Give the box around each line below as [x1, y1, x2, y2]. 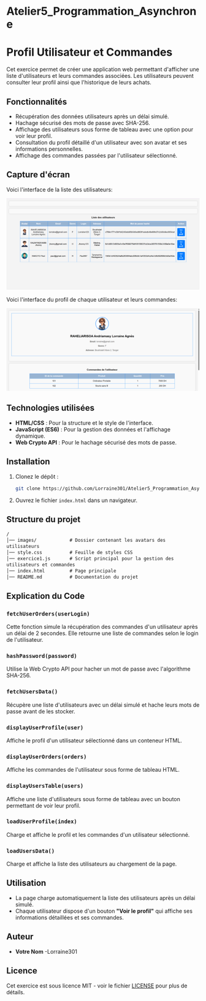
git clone [15, 485, 41, 492]
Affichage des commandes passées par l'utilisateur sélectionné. [15, 151, 178, 159]
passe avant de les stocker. [6, 707, 75, 715]
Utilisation [6, 878, 47, 888]
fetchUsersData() [6, 688, 58, 695]
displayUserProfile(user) [6, 724, 84, 731]
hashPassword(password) [6, 652, 78, 660]
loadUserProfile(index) [6, 818, 78, 825]
